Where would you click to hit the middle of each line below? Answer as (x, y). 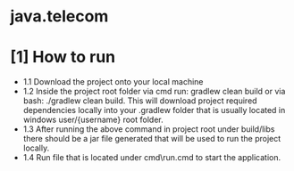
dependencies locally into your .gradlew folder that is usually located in (154, 110)
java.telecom (59, 16)
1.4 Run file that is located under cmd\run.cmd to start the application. (152, 158)
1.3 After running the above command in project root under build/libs (149, 129)
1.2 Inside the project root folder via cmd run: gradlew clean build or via (154, 92)
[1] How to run (63, 57)
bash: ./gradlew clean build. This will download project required (140, 101)
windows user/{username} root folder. (93, 120)
